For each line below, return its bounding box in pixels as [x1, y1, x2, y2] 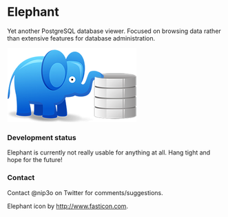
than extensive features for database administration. [7, 34, 156, 42]
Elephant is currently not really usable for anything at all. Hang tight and [7, 148, 211, 157]
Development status [7, 133, 77, 142]
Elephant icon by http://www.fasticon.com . [7, 202, 129, 210]
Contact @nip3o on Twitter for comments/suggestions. [7, 188, 163, 196]
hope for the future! [7, 156, 63, 164]
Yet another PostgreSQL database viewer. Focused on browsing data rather [7, 27, 222, 35]
